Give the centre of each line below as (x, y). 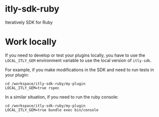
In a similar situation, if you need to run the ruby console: (62, 97)
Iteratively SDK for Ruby (29, 22)
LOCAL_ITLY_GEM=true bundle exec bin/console (52, 110)
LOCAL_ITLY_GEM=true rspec (32, 88)
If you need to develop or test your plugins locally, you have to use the (75, 55)
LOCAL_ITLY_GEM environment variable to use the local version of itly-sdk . (78, 60)
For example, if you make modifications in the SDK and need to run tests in (79, 70)
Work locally (31, 42)
